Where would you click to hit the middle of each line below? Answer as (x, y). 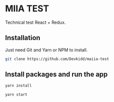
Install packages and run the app (57, 75)
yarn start (16, 95)
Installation (23, 38)
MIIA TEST (27, 9)
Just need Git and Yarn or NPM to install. (46, 50)
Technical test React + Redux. (36, 22)
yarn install (19, 86)
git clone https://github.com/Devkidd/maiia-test (57, 59)
